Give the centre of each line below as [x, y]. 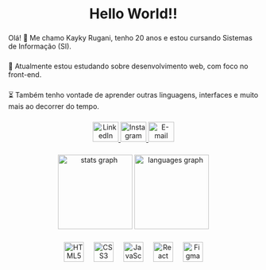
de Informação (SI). [40, 46]
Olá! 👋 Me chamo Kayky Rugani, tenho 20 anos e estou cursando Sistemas [130, 38]
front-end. [25, 75]
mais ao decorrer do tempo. [54, 106]
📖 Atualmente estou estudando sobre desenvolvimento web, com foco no [128, 66]
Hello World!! [133, 14]
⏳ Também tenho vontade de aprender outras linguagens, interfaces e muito [133, 94]
